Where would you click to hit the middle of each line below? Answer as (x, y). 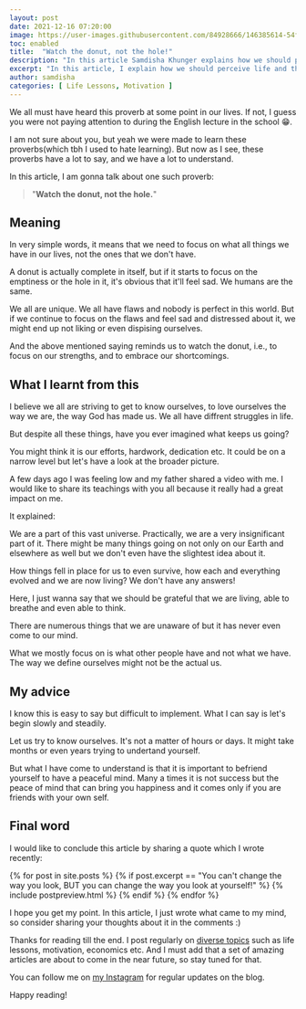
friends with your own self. (59, 798)
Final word (40, 826)
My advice (40, 692)
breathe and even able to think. (68, 608)
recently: (26, 857)
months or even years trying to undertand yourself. (105, 751)
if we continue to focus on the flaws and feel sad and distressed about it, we (153, 319)
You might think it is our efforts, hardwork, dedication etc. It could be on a (148, 452)
